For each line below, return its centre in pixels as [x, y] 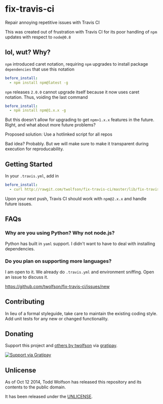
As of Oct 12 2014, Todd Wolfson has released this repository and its [73, 382]
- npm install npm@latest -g [39, 83]
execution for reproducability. [34, 149]
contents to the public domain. [35, 387]
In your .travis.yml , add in [32, 176]
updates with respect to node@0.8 [38, 37]
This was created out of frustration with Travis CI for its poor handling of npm [81, 32]
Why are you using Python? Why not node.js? [60, 233]
